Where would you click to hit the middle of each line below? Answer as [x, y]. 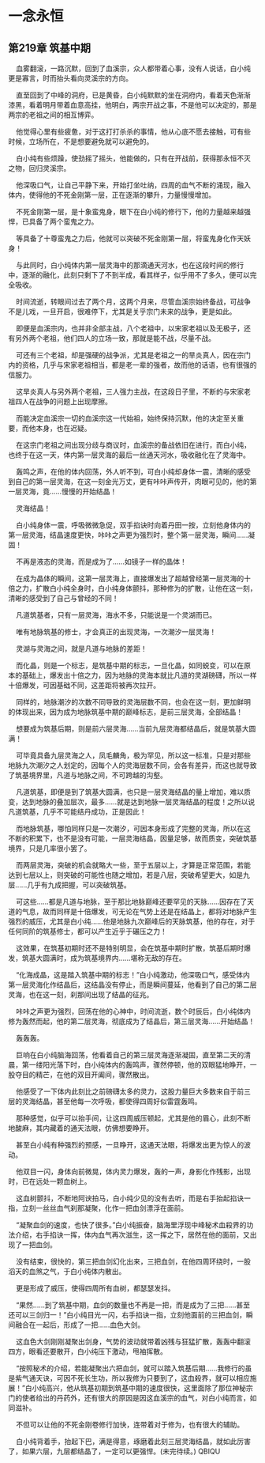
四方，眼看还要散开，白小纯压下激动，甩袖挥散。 [88, 1351]
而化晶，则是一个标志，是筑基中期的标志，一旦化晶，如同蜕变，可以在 [130, 665]
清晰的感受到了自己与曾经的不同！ [63, 598]
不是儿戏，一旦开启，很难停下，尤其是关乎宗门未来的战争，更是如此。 [122, 312]
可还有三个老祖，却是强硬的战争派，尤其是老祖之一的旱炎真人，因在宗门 [133, 355]
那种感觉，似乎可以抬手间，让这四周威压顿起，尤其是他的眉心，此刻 [126, 1118]
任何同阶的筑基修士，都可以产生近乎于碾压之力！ [88, 931]
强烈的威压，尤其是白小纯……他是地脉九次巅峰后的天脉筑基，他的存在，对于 [132, 921]
